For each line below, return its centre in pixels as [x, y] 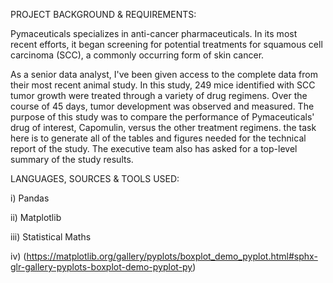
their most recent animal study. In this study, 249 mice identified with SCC [163, 85]
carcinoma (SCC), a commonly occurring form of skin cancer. [137, 55]
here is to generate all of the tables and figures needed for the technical [158, 138]
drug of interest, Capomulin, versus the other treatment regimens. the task [163, 127]
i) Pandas [30, 198]
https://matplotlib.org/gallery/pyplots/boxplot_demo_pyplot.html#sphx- [172, 256]
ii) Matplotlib [36, 217]
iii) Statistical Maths [51, 237]
